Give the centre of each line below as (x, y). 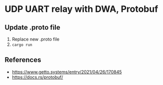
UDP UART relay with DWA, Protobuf (81, 9)
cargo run (22, 45)
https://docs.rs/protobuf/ (37, 77)
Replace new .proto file (36, 39)
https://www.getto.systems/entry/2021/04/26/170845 (67, 72)
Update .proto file (32, 27)
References (23, 60)
